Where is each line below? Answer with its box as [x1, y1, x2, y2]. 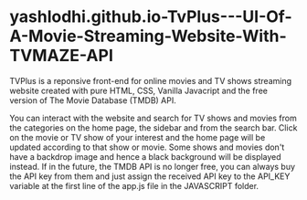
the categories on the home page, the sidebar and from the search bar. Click [9, 121, 298, 133]
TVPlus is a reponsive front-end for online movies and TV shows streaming [9, 75, 292, 86]
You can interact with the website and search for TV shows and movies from [9, 112, 297, 123]
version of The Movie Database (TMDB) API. [9, 94, 176, 106]
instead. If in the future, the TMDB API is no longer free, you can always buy [9, 161, 295, 172]
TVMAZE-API [9, 46, 114, 66]
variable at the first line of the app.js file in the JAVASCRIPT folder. [9, 180, 259, 191]
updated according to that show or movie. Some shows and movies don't [9, 142, 285, 153]
